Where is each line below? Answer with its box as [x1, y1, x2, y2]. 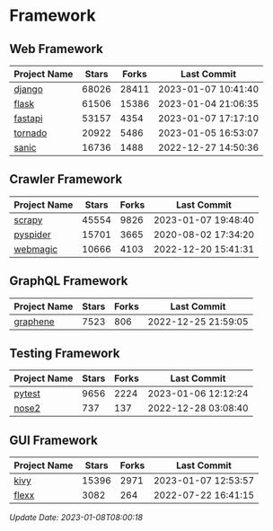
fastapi [13, 112, 43, 124]
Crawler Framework [9, 172, 123, 187]
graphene [13, 315, 56, 328]
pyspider [13, 228, 51, 241]
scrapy [13, 213, 43, 226]
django [13, 83, 43, 95]
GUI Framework [9, 432, 99, 447]
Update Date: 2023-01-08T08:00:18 [9, 512, 144, 523]
